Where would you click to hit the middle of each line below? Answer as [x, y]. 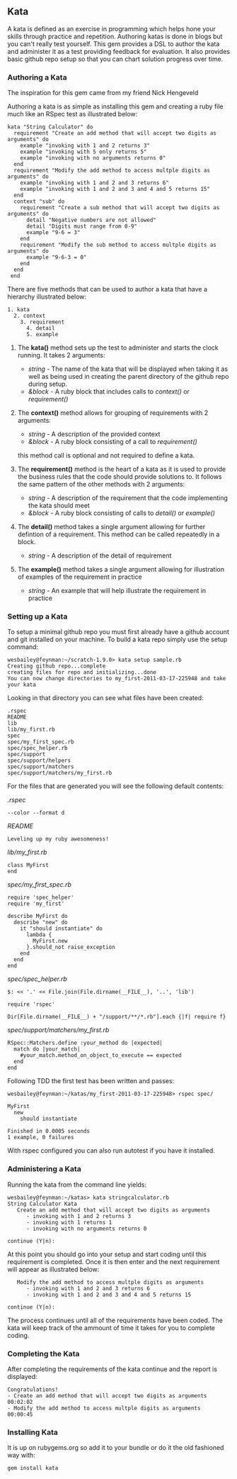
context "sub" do [39, 201]
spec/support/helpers [39, 761]
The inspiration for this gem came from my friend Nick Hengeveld [103, 93]
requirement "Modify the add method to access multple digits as [112, 171]
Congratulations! [33, 1390]
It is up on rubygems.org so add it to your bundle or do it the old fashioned [116, 1448]
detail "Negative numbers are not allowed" [91, 220]
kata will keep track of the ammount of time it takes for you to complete [111, 1328]
